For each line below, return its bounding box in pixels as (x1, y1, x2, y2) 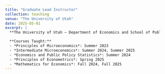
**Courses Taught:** (9, 39, 52, 44)
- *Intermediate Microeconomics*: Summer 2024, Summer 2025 (9, 48, 135, 53)
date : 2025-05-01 (5, 21, 41, 26)
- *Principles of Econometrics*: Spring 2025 (9, 57, 105, 62)
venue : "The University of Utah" (5, 16, 74, 21)
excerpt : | (5, 25, 27, 30)
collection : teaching (5, 12, 50, 17)
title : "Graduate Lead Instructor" (5, 7, 78, 12)
